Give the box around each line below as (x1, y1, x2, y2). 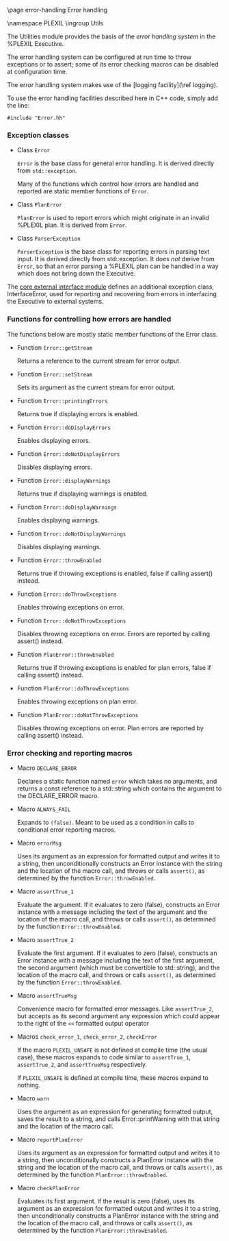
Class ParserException (16, 234, 81, 243)
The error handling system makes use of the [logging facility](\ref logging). (7, 81, 218, 88)
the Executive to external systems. (7, 298, 104, 306)
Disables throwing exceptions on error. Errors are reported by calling (16, 629, 211, 638)
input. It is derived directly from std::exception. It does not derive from (16, 255, 215, 263)
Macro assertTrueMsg (16, 991, 77, 1000)
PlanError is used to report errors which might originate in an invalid (16, 214, 210, 222)
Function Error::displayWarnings (16, 476, 111, 484)
